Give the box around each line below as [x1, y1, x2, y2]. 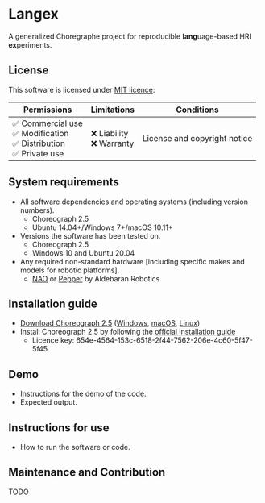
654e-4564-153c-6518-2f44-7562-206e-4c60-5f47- [76, 335, 254, 345]
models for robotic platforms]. [19, 265, 120, 275]
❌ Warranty [90, 138, 135, 149]
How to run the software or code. [19, 443, 130, 451]
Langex [8, 5, 59, 23]
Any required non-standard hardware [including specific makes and [19, 256, 246, 266]
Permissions [23, 104, 72, 115]
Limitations [90, 104, 135, 115]
